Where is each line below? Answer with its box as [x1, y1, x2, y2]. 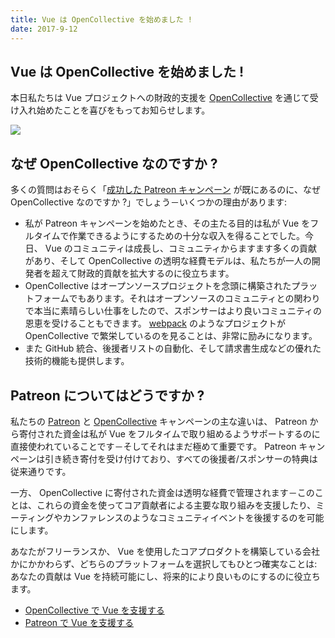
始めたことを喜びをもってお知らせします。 [36, 104, 211, 116]
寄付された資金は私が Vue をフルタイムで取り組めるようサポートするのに [18, 427, 321, 440]
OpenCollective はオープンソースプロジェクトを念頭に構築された [24, 280, 292, 292]
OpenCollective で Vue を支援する [24, 604, 165, 616]
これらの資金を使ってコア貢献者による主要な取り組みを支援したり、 [36, 499, 317, 511]
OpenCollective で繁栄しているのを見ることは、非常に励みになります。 [24, 330, 318, 342]
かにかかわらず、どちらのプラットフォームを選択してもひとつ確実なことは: [10, 557, 318, 570]
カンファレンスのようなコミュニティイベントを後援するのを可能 [62, 511, 325, 523]
